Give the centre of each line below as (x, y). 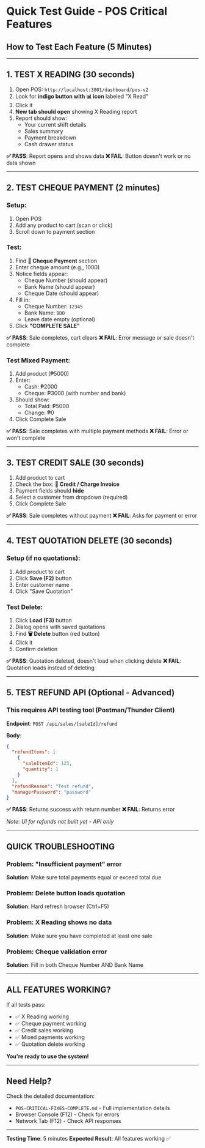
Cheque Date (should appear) (62, 293)
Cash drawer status (49, 144)
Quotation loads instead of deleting (50, 668)
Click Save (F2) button (43, 578)
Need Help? (29, 1081)
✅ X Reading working (42, 1016)
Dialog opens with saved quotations (60, 627)
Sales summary (44, 131)
